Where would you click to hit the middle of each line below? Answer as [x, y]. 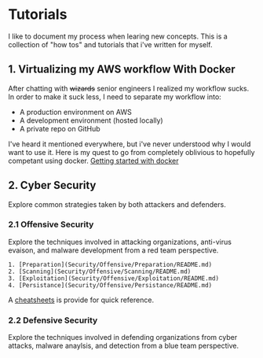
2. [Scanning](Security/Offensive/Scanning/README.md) [100, 271]
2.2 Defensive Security [53, 320]
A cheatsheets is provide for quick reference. [81, 300]
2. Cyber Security [52, 185]
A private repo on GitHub [60, 128]
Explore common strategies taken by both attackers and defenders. [117, 204]
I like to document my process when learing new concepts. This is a [118, 36]
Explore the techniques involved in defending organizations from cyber [123, 338]
